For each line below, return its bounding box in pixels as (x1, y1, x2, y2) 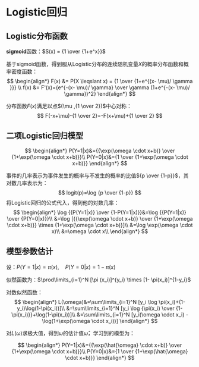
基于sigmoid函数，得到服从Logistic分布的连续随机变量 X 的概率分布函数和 (6, 61, 184, 67)
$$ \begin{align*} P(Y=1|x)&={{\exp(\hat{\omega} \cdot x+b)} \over (17, 341, 182, 349)
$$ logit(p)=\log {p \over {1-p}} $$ (58, 189, 141, 196)
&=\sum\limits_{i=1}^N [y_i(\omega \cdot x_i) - (77, 310, 189, 318)
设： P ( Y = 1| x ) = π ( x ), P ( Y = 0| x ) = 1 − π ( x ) (6, 263, 116, 271)
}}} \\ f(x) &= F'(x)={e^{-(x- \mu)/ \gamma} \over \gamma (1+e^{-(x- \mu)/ (10, 84, 190, 91)
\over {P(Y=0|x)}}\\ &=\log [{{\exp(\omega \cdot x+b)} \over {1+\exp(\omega (7, 215, 193, 222)
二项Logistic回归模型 (6, 131, 84, 141)
